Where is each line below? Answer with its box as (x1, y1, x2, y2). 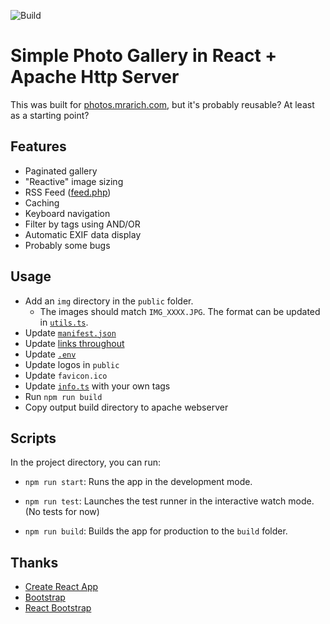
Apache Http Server (10, 66, 180, 89)
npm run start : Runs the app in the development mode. (24, 476, 253, 488)
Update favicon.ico (24, 369, 108, 381)
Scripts (10, 430, 57, 447)
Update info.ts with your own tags (24, 380, 171, 392)
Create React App (24, 581, 99, 593)
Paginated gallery (24, 165, 98, 177)
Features (10, 138, 67, 155)
